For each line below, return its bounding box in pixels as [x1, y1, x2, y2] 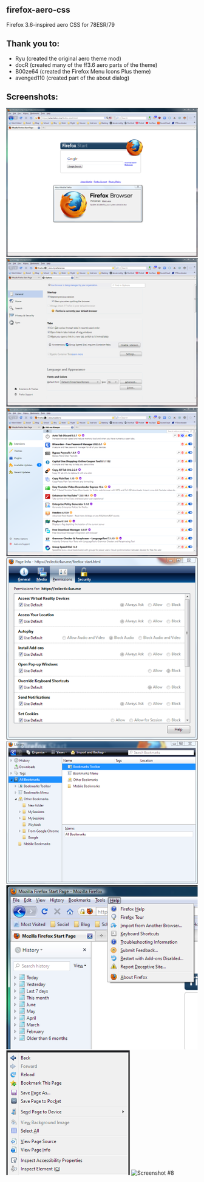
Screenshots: [6, 92, 59, 102]
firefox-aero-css [6, 5, 70, 15]
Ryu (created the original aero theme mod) [15, 55, 121, 62]
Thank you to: [6, 39, 60, 49]
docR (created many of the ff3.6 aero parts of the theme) [15, 61, 158, 69]
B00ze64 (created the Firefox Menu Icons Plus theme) [15, 67, 151, 75]
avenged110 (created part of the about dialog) [15, 74, 130, 81]
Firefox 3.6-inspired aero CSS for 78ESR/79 [6, 21, 115, 28]
